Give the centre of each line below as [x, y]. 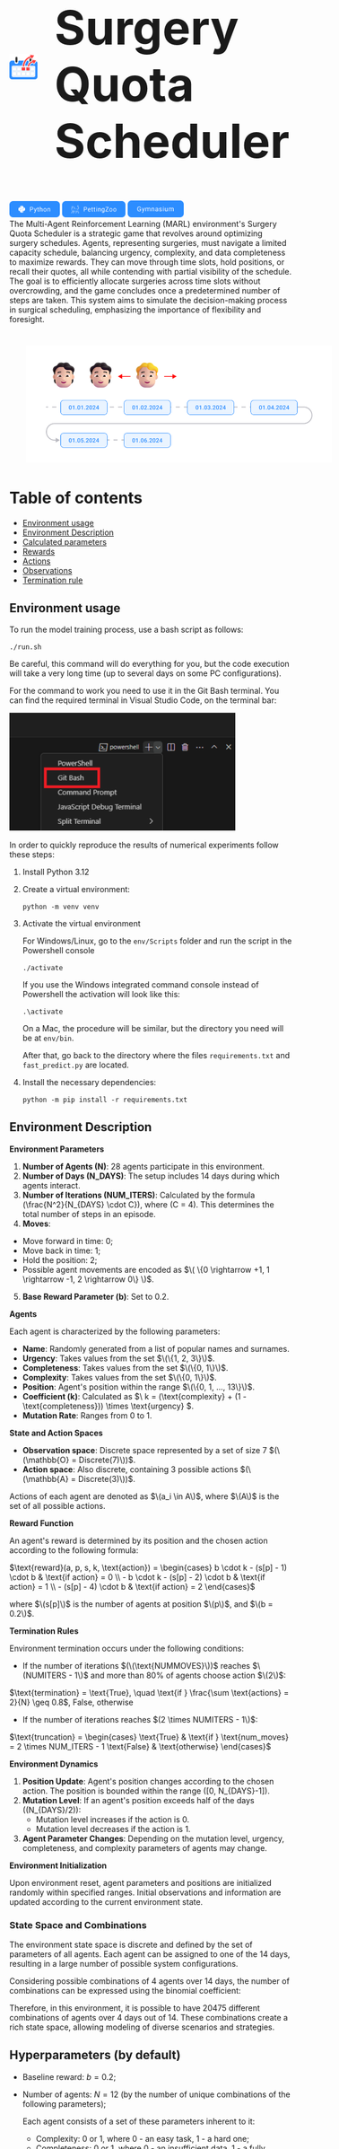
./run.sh [26, 647]
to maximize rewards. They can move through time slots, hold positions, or [147, 262]
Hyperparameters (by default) [95, 2055]
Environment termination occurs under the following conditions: [127, 1648]
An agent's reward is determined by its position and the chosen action [139, 1540]
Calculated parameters [65, 541]
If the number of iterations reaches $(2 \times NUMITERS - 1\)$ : [140, 1719]
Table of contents [76, 498]
